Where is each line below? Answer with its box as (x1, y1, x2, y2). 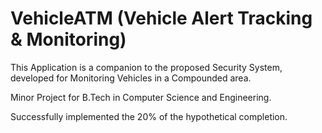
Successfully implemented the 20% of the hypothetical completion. (10, 110, 288, 122)
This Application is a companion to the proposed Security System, (10, 61, 283, 73)
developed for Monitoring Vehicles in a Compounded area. (10, 72, 252, 84)
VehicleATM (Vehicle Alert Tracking (10, 7, 313, 30)
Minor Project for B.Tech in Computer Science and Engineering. (10, 91, 272, 103)
